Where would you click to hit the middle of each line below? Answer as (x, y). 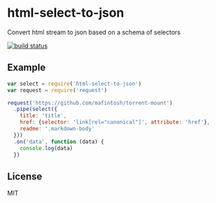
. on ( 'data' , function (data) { (59, 142)
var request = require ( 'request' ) (57, 90)
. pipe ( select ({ (36, 110)
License (25, 176)
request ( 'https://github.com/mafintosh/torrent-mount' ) (90, 103)
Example (26, 68)
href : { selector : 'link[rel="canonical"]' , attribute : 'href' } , (115, 122)
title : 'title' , (44, 116)
